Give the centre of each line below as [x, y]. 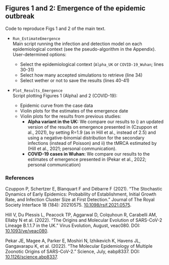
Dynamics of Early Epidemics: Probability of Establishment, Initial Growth [81, 194]
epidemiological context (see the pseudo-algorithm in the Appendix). [84, 49]
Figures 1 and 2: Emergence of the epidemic [75, 8]
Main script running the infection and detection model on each [77, 44]
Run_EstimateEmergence [36, 39]
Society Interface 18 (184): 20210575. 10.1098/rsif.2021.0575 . [68, 205]
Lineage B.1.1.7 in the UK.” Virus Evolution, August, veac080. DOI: [73, 225]
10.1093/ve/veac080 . [27, 231]
